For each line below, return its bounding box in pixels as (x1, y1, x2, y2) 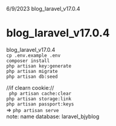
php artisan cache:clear (8, 90, 71, 96)
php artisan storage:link (6, 96, 71, 102)
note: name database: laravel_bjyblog (6, 113, 100, 120)
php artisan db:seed (6, 74, 59, 80)
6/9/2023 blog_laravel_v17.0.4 (6, 5, 80, 12)
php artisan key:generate (6, 63, 71, 69)
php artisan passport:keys (6, 101, 74, 107)
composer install (6, 57, 50, 64)
